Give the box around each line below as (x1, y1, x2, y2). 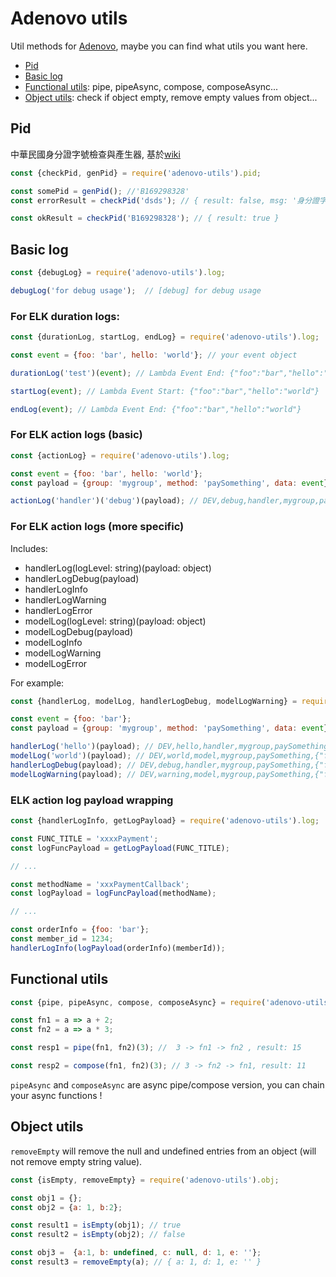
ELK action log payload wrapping (10, 793, 174, 807)
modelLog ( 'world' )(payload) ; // (10, 751, 145, 761)
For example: (10, 677, 65, 689)
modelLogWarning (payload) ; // (10, 769, 137, 779)
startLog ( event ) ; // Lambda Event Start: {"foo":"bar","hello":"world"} (10, 386, 320, 396)
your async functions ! (10, 1089, 103, 1101)
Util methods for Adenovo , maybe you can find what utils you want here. (10, 40, 308, 52)
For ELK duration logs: (10, 309, 120, 323)
